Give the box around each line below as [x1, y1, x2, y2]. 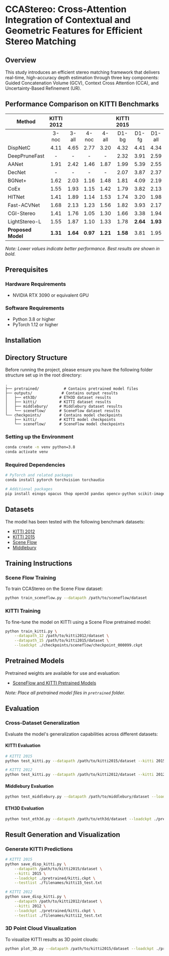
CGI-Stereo [8, 209, 36, 217]
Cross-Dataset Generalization [5, 719, 80, 726]
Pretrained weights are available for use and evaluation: [5, 670, 121, 676]
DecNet [8, 169, 26, 176]
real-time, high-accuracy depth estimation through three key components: [5, 75, 159, 80]
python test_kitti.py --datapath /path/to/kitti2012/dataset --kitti [5, 772, 154, 777]
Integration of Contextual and [5, 14, 131, 26]
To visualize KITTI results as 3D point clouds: [5, 936, 99, 942]
